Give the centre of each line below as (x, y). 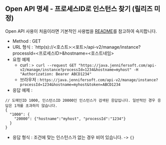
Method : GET (27, 41)
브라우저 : (29, 79)
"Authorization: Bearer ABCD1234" (56, 74)
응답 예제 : (22, 90)
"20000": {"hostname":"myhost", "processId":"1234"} (70, 119)
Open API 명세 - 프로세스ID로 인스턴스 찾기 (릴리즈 (79, 9)
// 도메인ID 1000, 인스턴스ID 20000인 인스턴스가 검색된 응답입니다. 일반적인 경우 (80, 100)
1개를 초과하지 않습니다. (36, 106)
